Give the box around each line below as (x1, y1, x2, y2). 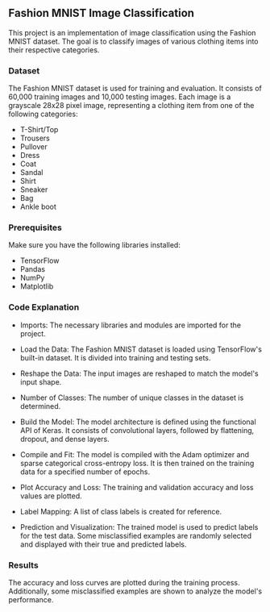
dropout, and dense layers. (19, 434, 110, 443)
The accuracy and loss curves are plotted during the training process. (8, 578, 240, 587)
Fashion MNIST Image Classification (8, 6, 195, 20)
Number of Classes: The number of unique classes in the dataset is (19, 393, 244, 402)
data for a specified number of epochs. (19, 467, 151, 477)
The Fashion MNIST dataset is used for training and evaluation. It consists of (8, 84, 262, 94)
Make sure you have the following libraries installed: (8, 240, 181, 250)
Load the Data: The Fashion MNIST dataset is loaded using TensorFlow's (19, 344, 262, 354)
